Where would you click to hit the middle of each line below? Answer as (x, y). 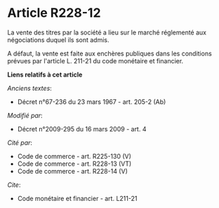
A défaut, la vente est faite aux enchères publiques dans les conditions (109, 53)
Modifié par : (25, 115)
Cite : (14, 185)
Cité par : (20, 143)
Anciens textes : (30, 88)
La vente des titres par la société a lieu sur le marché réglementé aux (107, 32)
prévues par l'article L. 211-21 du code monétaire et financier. (95, 60)
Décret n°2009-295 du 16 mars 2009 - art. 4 (82, 129)
